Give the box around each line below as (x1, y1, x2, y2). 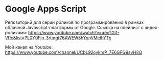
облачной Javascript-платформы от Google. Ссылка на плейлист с (5, 24, 144, 30)
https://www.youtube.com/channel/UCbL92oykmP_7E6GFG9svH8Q (5, 49, 142, 55)
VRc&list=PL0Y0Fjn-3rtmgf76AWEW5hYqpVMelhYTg (5, 35, 112, 41)
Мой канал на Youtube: (5, 44, 53, 50)
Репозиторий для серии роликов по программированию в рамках (5, 19, 144, 25)
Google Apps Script (5, 3, 87, 15)
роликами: (5, 30, 27, 35)
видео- (144, 24, 160, 30)
